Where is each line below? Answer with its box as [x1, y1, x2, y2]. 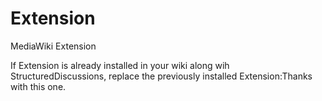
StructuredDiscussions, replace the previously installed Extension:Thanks [10, 70, 313, 82]
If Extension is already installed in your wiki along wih [10, 59, 230, 71]
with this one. [10, 80, 67, 92]
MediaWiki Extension [10, 40, 97, 52]
